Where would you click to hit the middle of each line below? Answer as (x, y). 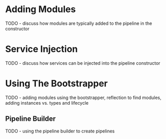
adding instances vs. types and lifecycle (47, 103)
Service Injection (42, 49)
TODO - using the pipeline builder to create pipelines (60, 131)
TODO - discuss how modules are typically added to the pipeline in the (79, 23)
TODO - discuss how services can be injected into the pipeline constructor (83, 63)
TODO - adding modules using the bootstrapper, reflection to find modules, (83, 98)
